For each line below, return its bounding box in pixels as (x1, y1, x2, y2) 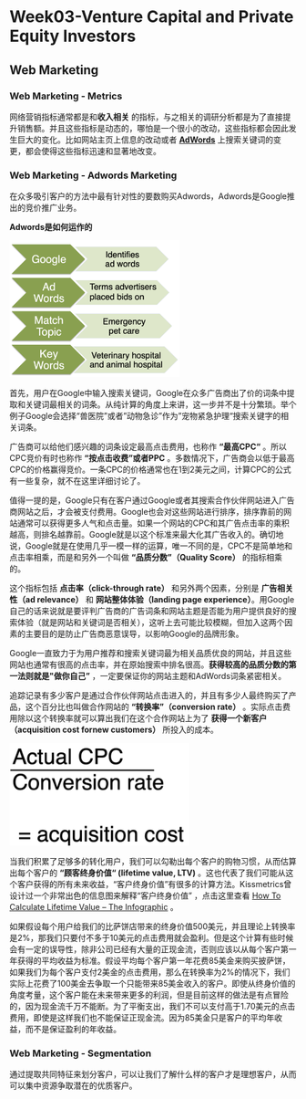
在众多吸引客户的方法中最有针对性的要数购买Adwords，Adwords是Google (9, 191, 288, 202)
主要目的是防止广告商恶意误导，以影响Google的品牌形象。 (25, 628, 244, 640)
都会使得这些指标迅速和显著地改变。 (25, 145, 161, 156)
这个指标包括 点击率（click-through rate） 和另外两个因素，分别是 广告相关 (9, 582, 294, 594)
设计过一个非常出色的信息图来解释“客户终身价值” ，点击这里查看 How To (9, 890, 281, 901)
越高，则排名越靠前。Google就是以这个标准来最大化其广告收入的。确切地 (9, 529, 284, 540)
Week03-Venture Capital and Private (9, 6, 294, 27)
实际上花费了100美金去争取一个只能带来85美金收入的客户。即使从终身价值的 (9, 979, 296, 989)
